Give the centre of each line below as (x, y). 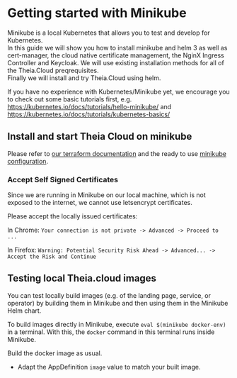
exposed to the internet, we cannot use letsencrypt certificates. (100, 203)
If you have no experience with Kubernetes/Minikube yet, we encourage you (118, 91)
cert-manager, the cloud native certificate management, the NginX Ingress (116, 55)
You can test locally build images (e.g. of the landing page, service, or (109, 295)
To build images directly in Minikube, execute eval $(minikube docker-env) (117, 324)
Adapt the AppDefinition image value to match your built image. (109, 367)
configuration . (28, 161)
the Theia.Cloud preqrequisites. (53, 70)
